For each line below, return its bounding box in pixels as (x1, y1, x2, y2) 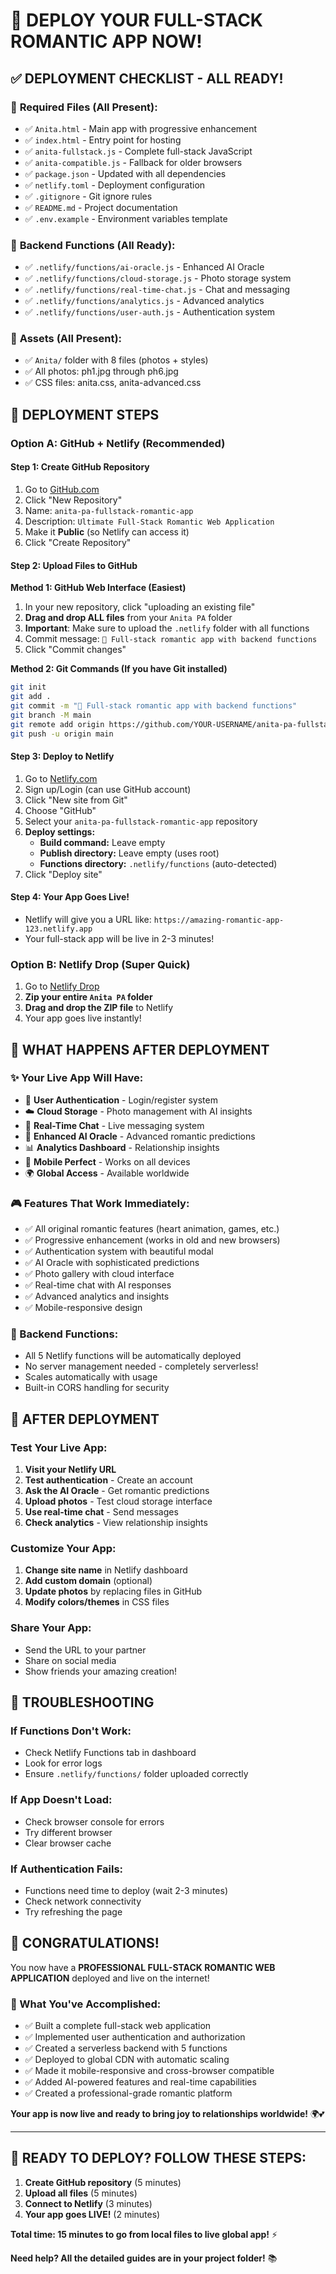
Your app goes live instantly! (24, 1012, 142, 1024)
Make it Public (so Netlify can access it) (24, 525, 190, 538)
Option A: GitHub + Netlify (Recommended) (10, 436, 226, 450)
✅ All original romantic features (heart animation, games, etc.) (24, 1223, 280, 1235)
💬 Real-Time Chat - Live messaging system (24, 1119, 205, 1131)
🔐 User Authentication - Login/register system (24, 1094, 218, 1106)
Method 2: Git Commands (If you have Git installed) (10, 663, 228, 675)
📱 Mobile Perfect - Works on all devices (24, 1155, 191, 1168)
